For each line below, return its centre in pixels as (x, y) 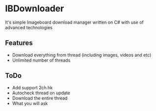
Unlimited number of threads (41, 60)
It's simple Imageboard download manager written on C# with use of (74, 22)
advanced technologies (29, 27)
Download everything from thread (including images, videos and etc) (82, 55)
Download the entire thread (40, 98)
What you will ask (30, 103)
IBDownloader (35, 9)
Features (19, 43)
